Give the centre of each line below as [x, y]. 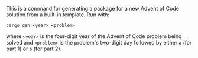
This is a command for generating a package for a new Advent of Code [92, 8]
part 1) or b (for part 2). [34, 49]
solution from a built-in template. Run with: [58, 15]
